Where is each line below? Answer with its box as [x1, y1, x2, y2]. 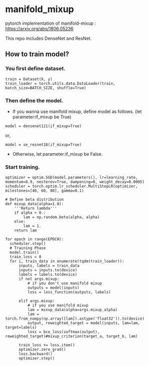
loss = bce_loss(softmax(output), [27, 329, 100, 335]
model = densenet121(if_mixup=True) [5, 124, 82, 129]
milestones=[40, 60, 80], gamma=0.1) [5, 188, 84, 194]
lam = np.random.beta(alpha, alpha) [23, 215, 100, 220]
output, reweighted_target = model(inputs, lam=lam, [27, 321, 140, 326]
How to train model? [5, 50, 69, 58]
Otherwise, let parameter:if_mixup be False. [12, 151, 103, 157]
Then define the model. [5, 97, 64, 104]
